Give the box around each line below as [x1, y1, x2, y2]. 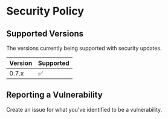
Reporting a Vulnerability [6, 90, 103, 100]
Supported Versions [6, 29, 83, 39]
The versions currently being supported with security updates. [6, 44, 162, 52]
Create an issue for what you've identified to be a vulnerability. [6, 106, 163, 113]
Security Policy [6, 4, 85, 18]
